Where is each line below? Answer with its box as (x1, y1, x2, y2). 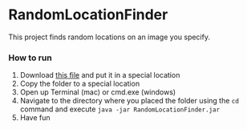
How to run (8, 52, 52, 63)
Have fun (19, 113, 51, 123)
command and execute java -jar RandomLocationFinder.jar (19, 104, 221, 114)
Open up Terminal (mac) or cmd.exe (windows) (19, 87, 176, 97)
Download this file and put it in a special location (19, 71, 180, 80)
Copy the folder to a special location (19, 79, 140, 89)
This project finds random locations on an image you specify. (8, 32, 211, 42)
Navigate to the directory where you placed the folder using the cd (19, 96, 239, 106)
